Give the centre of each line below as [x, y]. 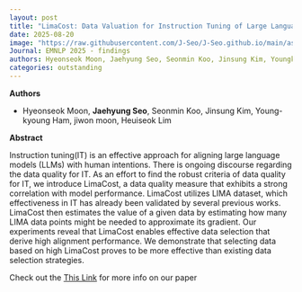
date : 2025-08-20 [42, 34]
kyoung [36, 120]
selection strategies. [47, 260]
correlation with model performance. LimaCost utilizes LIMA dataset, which [149, 193]
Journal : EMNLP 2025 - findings [70, 51]
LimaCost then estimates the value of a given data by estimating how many [148, 212]
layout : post [34, 18]
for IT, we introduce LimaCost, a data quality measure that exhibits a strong [148, 183]
